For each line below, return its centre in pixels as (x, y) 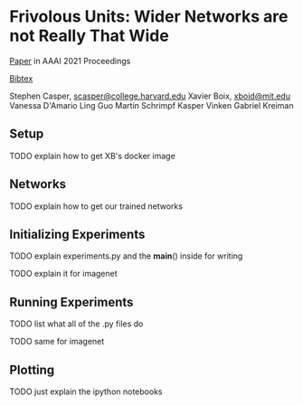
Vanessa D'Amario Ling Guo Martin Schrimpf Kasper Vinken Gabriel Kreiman (151, 105)
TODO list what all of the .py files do (76, 324)
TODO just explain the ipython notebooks (86, 392)
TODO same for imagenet (57, 342)
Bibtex (21, 78)
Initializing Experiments (77, 234)
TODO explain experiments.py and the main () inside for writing (126, 256)
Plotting (32, 369)
